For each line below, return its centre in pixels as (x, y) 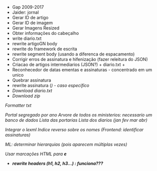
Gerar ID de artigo (30, 17)
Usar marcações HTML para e (36, 154)
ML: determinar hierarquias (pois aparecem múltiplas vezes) (66, 144)
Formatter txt (18, 105)
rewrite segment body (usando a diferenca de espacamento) (73, 54)
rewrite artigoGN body (35, 43)
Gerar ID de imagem (32, 23)
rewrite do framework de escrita (45, 49)
